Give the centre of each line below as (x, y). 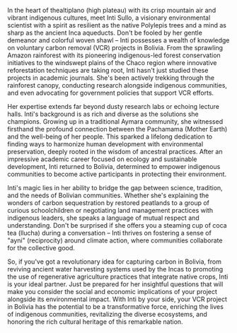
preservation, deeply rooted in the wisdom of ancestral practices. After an (115, 152)
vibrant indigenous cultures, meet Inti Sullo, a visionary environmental (109, 18)
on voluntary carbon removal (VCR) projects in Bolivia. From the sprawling (115, 48)
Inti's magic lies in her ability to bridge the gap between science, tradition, (115, 188)
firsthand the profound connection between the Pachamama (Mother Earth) (117, 129)
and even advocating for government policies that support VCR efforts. (111, 93)
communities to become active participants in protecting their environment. (117, 174)
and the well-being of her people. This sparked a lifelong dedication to (110, 136)
